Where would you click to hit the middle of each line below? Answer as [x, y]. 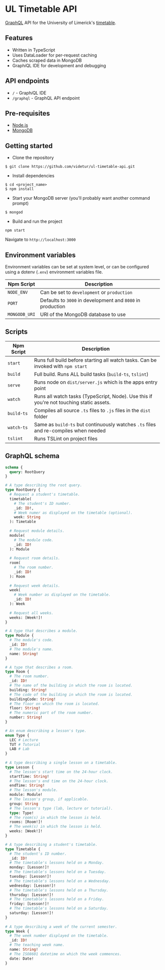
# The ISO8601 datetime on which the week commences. [66, 954]
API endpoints [27, 81]
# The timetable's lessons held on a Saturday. [59, 909]
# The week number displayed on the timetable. [59, 936]
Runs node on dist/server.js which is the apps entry [96, 382]
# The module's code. [32, 640]
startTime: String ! [29, 776]
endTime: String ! [27, 786]
